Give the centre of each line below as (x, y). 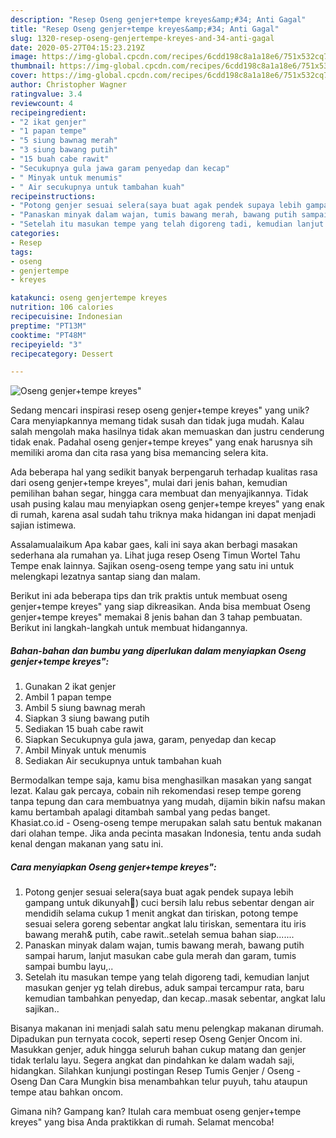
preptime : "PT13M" (48, 326)
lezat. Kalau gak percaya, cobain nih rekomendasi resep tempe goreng (156, 791)
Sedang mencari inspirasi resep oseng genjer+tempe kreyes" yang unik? (160, 410)
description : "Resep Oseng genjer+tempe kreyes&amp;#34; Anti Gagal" (158, 19)
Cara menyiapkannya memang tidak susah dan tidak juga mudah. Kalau (157, 421)
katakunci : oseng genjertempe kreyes (89, 298)
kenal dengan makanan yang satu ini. (87, 844)
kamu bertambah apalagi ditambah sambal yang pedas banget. (140, 812)
